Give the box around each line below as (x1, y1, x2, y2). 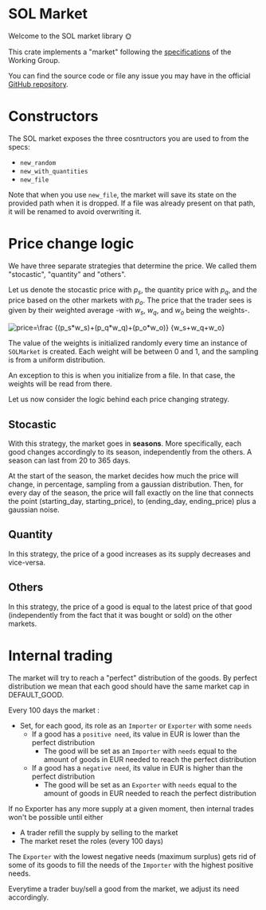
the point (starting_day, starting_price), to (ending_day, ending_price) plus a (8, 497, 256, 506)
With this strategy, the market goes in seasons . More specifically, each (8, 439, 241, 448)
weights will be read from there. (8, 379, 113, 389)
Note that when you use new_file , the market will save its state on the (8, 189, 237, 199)
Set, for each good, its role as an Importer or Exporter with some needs (19, 721, 252, 730)
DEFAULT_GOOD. (8, 689, 65, 699)
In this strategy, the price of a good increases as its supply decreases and (8, 549, 251, 558)
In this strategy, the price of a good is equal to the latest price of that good (8, 602, 252, 611)
